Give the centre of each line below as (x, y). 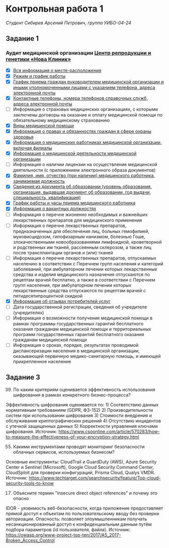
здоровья (23, 137)
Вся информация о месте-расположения (57, 70)
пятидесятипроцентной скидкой (48, 296)
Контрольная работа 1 (55, 9)
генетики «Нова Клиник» (38, 60)
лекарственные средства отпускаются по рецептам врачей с (79, 290)
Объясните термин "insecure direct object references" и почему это (85, 493)
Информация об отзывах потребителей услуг (62, 301)
